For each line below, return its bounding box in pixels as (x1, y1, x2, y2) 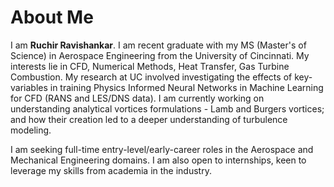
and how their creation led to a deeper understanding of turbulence (10, 113, 288, 125)
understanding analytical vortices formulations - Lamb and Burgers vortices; (10, 102, 325, 115)
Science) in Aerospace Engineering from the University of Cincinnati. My (10, 49, 310, 61)
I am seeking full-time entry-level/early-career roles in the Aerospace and (10, 143, 314, 155)
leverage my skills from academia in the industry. (10, 164, 212, 176)
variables (10, 81, 48, 93)
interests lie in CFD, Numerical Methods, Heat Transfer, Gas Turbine (10, 60, 290, 72)
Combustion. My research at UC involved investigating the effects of (10, 71, 293, 83)
